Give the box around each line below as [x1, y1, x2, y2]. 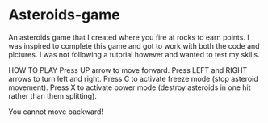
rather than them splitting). [8, 91, 97, 100]
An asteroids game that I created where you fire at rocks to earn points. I [8, 32, 250, 42]
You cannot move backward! [8, 107, 103, 117]
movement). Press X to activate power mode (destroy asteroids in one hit [8, 83, 252, 92]
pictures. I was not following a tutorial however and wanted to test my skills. [8, 49, 260, 59]
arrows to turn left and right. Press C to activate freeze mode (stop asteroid [8, 74, 258, 83]
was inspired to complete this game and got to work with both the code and [8, 40, 260, 50]
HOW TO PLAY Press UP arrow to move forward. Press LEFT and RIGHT [8, 65, 248, 74]
